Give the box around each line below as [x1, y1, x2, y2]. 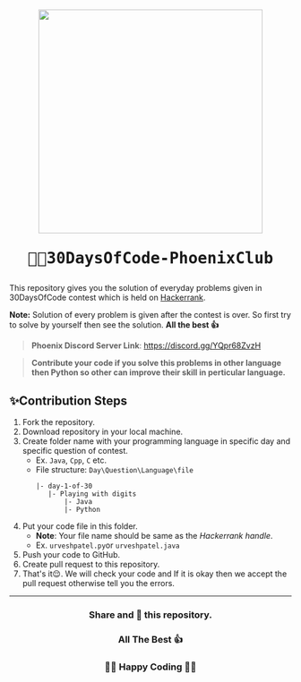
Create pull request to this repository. [21, 559, 160, 569]
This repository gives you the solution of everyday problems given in [9, 283, 262, 294]
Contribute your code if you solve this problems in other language [30, 358, 282, 369]
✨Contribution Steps [9, 393, 128, 408]
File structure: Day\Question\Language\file [35, 465, 194, 474]
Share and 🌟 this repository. [89, 609, 212, 621]
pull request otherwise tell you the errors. [21, 578, 175, 588]
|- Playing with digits [47, 490, 137, 499]
